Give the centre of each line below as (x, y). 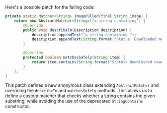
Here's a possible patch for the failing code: (50, 7)
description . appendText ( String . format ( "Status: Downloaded (94, 39)
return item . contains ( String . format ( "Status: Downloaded (92, 62)
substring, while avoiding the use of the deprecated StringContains (74, 101)
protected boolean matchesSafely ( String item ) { (74, 57)
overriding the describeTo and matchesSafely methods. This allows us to (79, 91)
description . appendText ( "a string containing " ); (84, 35)
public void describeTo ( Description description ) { (78, 30)
